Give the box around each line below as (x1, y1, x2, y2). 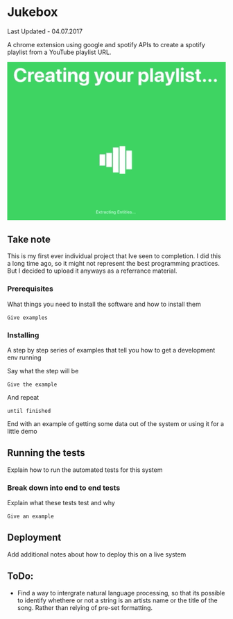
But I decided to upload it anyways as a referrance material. (7, 266, 178, 275)
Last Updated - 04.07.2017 (7, 27, 83, 35)
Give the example (7, 381, 58, 388)
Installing (7, 330, 40, 340)
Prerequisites (7, 284, 53, 294)
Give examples (7, 314, 49, 321)
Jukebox (7, 4, 58, 20)
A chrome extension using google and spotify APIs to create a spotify (7, 40, 206, 49)
